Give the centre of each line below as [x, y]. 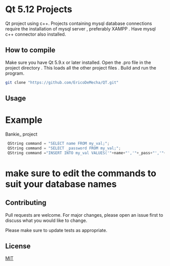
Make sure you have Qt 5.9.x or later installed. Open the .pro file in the [78, 62]
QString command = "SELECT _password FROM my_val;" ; [64, 148]
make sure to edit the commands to [81, 173]
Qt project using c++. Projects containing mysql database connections [79, 23]
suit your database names [61, 184]
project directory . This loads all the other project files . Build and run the [81, 68]
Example [24, 120]
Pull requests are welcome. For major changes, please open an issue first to [84, 215]
